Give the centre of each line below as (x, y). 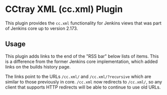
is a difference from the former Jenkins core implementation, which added (82, 61)
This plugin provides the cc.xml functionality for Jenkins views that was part (83, 23)
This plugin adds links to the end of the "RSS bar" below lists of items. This (82, 56)
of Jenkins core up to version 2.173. (42, 28)
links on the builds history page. (38, 66)
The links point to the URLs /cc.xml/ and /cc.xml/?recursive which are (78, 76)
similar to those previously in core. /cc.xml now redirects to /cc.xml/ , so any (84, 81)
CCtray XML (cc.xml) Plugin (64, 9)
